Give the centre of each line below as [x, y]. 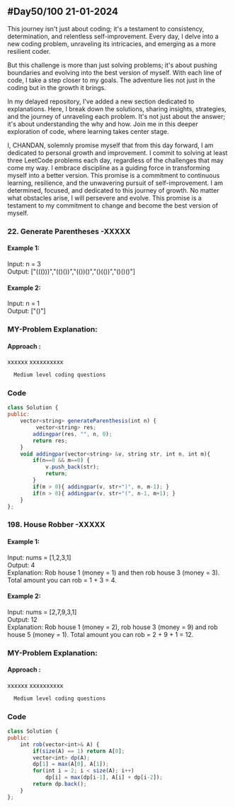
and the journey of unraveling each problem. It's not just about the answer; [116, 116]
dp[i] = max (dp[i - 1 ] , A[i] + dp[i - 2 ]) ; [104, 778]
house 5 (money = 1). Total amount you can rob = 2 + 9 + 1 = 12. [101, 634]
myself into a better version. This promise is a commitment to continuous [114, 175]
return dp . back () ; [60, 784]
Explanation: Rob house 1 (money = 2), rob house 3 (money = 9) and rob [113, 627]
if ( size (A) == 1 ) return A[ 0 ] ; [79, 751]
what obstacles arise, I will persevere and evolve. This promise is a [104, 198]
